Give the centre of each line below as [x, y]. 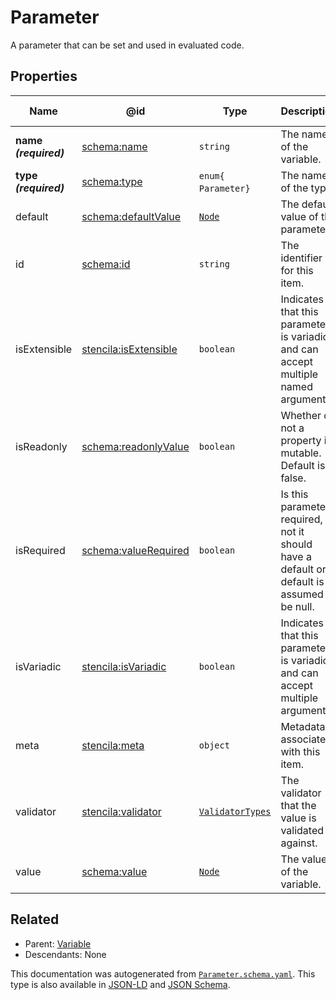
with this [300, 751]
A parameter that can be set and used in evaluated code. [127, 45]
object [214, 745]
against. [299, 843]
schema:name [114, 146]
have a [296, 556]
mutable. [301, 453]
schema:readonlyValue [135, 446]
